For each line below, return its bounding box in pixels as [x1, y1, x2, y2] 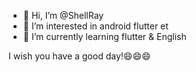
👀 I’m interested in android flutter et [22, 20, 169, 32]
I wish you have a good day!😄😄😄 [8, 50, 151, 62]
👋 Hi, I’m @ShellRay [22, 10, 105, 21]
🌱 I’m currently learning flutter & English [22, 31, 187, 42]
